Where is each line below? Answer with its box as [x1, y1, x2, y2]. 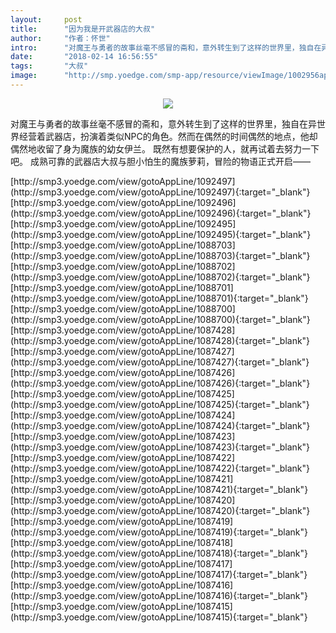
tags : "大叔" [10, 61, 89, 71]
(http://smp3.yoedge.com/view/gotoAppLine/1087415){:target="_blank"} [10, 611, 308, 623]
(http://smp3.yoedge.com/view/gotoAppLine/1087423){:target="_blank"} [10, 441, 311, 453]
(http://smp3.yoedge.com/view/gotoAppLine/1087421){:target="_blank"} [10, 483, 309, 495]
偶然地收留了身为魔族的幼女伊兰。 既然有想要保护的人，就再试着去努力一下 [10, 142, 320, 155]
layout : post [10, 14, 83, 25]
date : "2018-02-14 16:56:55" [10, 52, 159, 62]
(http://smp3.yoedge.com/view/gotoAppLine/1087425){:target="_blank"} [10, 398, 310, 410]
